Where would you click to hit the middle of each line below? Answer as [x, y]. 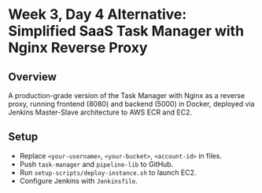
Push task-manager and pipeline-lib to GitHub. [96, 164]
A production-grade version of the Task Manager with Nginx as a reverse [127, 95]
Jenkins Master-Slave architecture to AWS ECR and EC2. [100, 112]
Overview [33, 76]
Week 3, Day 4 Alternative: [98, 15]
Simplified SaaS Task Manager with [126, 31]
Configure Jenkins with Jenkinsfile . [78, 180]
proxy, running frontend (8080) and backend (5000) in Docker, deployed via [131, 104]
